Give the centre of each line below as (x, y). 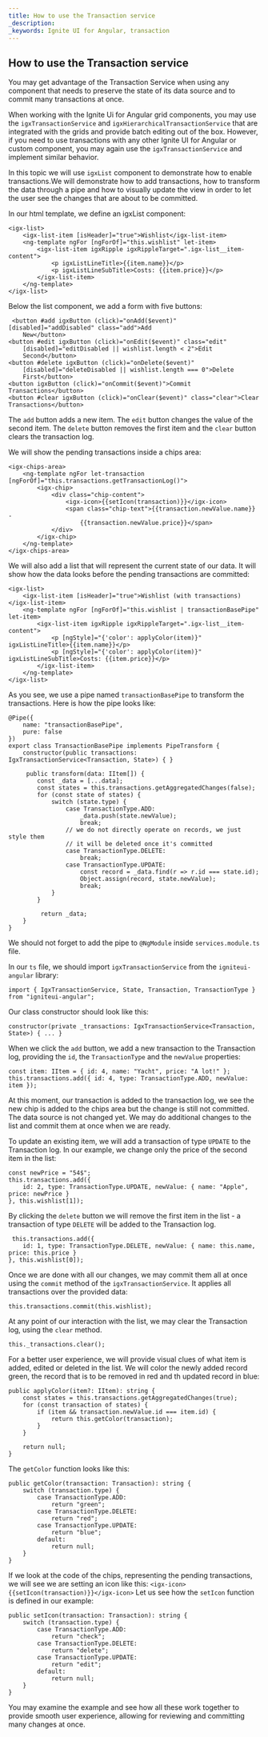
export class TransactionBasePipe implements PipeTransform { (114, 746)
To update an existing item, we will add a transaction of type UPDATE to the (130, 1142)
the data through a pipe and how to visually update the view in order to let (130, 190)
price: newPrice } (39, 1194)
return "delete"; (80, 1651)
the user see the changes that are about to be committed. (103, 198)
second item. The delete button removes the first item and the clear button (132, 428)
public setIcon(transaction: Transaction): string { (98, 1616)
